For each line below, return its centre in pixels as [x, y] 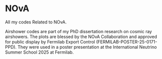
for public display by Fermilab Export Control [50, 41]
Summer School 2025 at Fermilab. [39, 52]
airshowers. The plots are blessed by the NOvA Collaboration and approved [81, 37]
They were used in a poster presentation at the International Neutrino [87, 47]
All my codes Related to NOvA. [36, 22]
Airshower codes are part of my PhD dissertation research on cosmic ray [79, 31]
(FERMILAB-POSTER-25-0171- [127, 41]
